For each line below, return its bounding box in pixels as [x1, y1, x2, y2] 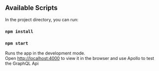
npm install [5, 28, 34, 34]
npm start [5, 41, 28, 46]
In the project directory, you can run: [5, 16, 79, 22]
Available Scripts [5, 4, 58, 12]
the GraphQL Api [5, 60, 39, 67]
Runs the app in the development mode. [5, 50, 85, 56]
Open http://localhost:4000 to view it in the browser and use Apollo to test [5, 56, 155, 61]
